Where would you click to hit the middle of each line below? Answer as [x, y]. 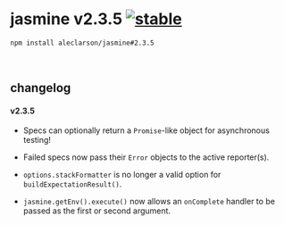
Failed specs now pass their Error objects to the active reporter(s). [146, 157]
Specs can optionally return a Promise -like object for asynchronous [146, 130]
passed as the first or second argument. [97, 211]
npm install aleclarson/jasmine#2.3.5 [82, 43]
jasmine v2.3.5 [67, 19]
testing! [37, 140]
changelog [41, 88]
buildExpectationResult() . [72, 184]
